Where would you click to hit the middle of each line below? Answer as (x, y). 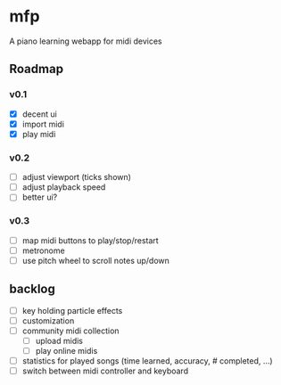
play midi (39, 134)
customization (48, 320)
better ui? (40, 197)
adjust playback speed (64, 187)
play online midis (66, 350)
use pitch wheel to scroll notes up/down (95, 260)
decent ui (40, 114)
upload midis (59, 340)
